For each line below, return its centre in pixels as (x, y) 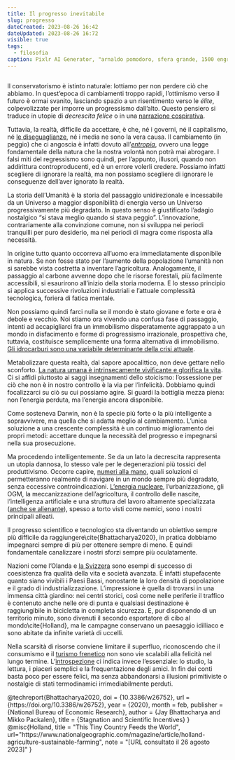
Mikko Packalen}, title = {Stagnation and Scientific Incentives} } (99, 720)
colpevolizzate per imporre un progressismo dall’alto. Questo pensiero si (112, 109)
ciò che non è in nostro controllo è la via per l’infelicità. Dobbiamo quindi (111, 385)
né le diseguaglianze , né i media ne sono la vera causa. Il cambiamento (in (114, 137)
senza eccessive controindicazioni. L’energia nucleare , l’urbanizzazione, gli (115, 487)
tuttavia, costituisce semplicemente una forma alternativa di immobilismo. (113, 341)
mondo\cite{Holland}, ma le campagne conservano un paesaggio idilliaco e (115, 625)
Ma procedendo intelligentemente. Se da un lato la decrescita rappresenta (114, 457)
